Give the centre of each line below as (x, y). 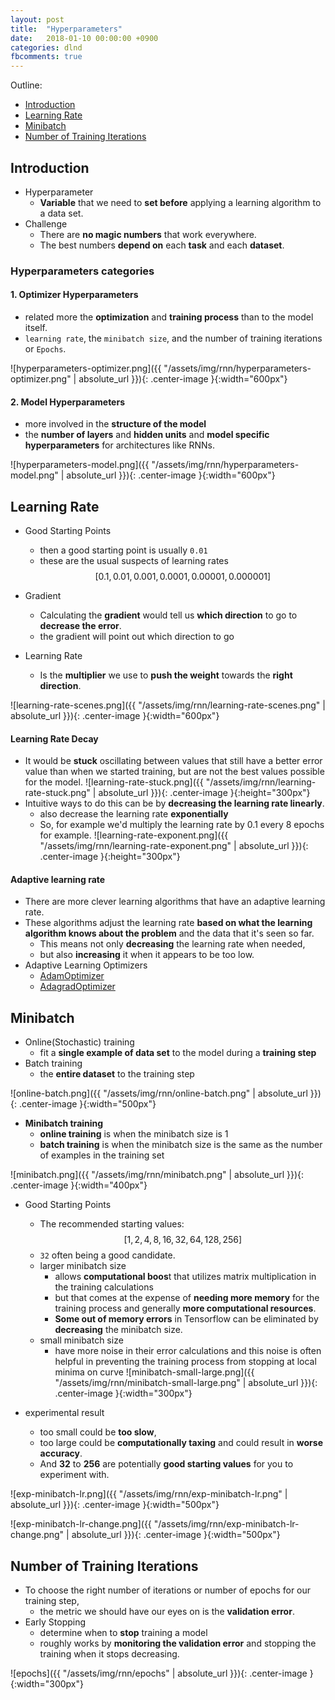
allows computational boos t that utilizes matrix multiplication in (185, 1277)
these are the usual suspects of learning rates (134, 561)
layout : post (37, 19)
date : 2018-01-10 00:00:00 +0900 (84, 38)
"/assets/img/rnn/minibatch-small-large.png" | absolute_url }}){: (186, 1383)
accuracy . (61, 1453)
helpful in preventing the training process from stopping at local (185, 1362)
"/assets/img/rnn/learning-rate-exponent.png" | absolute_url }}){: (174, 846)
